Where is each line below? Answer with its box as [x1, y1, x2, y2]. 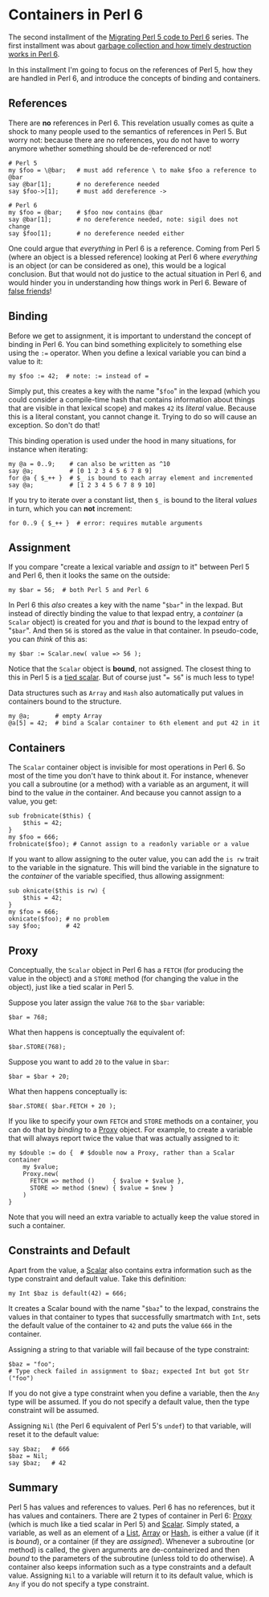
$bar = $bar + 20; [8, 1072, 70, 1080]
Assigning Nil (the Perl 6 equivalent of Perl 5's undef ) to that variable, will [8, 1420, 251, 1431]
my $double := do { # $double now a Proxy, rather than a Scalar [8, 1149, 235, 1157]
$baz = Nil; [8, 1452, 48, 1460]
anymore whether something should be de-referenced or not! [8, 143, 212, 153]
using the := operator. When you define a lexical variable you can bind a [8, 348, 247, 357]
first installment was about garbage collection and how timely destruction [8, 40, 251, 50]
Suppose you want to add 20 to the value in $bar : [8, 1057, 170, 1066]
